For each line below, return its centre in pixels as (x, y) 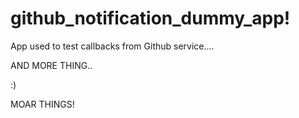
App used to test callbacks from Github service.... (112, 46)
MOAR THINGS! (42, 104)
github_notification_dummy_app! (150, 18)
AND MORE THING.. (51, 65)
